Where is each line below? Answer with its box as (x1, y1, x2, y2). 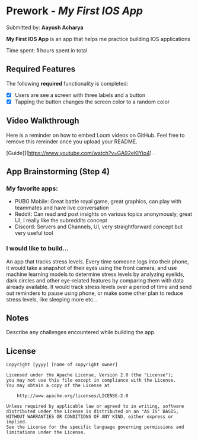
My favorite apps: (6, 184, 58, 193)
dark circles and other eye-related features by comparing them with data (6, 276, 184, 284)
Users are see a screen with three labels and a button (14, 91, 146, 99)
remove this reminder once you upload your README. (6, 138, 138, 145)
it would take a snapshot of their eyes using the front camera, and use (6, 264, 177, 271)
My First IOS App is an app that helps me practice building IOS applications (6, 35, 191, 42)
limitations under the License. (6, 429, 86, 435)
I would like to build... (6, 244, 69, 253)
